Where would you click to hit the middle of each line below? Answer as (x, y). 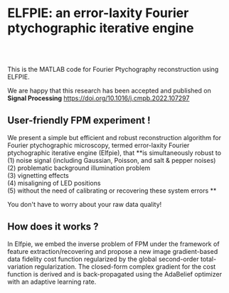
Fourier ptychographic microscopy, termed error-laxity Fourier (98, 145)
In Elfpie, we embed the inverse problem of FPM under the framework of (113, 244)
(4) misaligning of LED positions (54, 183)
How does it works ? (53, 227)
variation (20, 266)
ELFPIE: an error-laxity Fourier (98, 13)
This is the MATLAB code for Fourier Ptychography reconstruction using (113, 69)
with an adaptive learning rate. (52, 282)
